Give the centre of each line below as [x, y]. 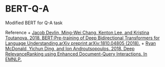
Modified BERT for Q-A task [34, 23]
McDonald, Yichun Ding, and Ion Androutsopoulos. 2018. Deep [70, 48]
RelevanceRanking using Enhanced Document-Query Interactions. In [76, 54]
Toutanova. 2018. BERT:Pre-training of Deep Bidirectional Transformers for [82, 38]
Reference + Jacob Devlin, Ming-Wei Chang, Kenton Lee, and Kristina [77, 32]
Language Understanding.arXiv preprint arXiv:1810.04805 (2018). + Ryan [80, 43]
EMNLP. [14, 59]
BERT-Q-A [27, 9]
